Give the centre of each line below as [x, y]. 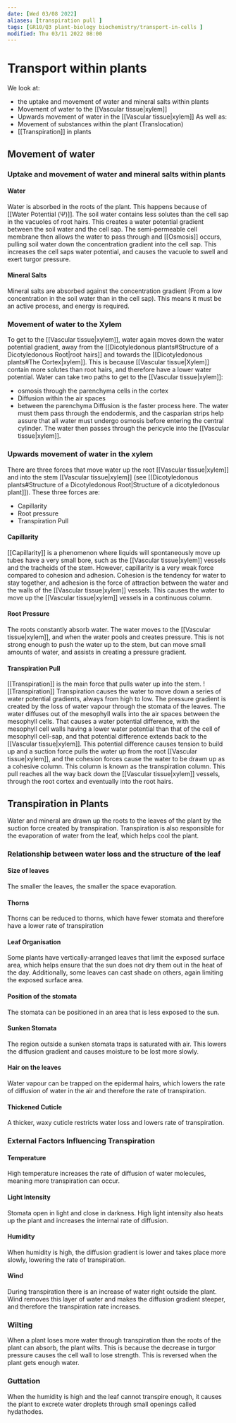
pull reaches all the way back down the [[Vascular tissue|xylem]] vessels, [114, 774]
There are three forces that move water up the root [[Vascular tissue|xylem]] [118, 470]
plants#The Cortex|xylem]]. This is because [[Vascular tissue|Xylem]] [108, 362]
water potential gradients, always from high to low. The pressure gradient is [117, 699]
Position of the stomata [42, 996]
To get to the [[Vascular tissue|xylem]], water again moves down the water [116, 340]
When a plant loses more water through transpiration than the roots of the [114, 1340]
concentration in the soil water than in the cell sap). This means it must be [114, 298]
